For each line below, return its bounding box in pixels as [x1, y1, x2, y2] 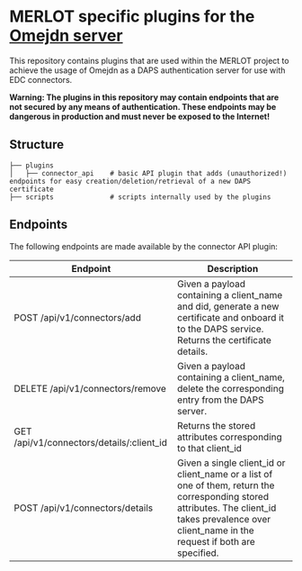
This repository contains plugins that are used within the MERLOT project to [9, 55, 289, 66]
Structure [9, 137, 65, 152]
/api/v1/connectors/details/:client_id [13, 436, 168, 449]
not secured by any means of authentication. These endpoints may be [9, 101, 277, 112]
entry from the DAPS [176, 394, 264, 406]
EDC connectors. [9, 74, 73, 85]
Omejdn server [9, 25, 123, 46]
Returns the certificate [176, 333, 272, 346]
